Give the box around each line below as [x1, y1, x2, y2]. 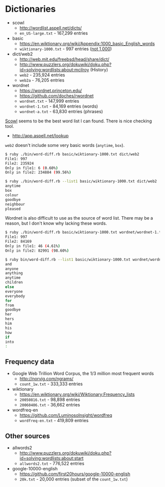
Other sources [5, 431, 50, 440]
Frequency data [5, 357, 55, 366]
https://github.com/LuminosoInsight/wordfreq [19, 412, 112, 418]
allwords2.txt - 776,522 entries [19, 460, 84, 466]
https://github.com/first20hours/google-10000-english [19, 471, 131, 477]
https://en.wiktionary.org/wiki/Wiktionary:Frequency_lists [19, 392, 135, 398]
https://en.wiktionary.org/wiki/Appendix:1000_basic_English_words [19, 40, 155, 46]
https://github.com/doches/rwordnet [19, 92, 94, 99]
